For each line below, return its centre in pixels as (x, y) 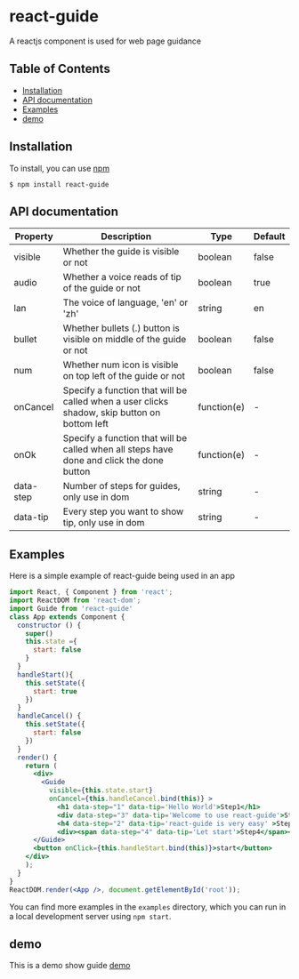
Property (34, 237)
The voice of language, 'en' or (125, 302)
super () (39, 633)
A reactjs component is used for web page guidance (105, 41)
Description (126, 237)
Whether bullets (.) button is (121, 328)
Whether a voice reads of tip (122, 277)
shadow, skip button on (112, 413)
